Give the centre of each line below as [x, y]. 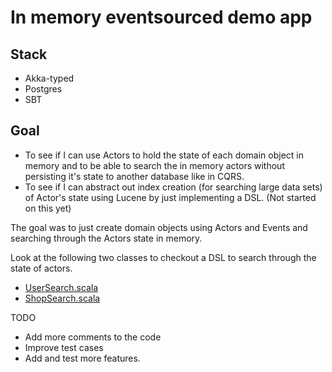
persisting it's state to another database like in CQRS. [134, 176]
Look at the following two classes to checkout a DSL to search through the [163, 257]
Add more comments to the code [93, 337]
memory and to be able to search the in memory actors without [154, 165]
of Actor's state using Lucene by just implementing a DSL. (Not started [170, 197]
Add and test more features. [82, 358]
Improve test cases [64, 347]
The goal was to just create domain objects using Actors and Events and [159, 227]
